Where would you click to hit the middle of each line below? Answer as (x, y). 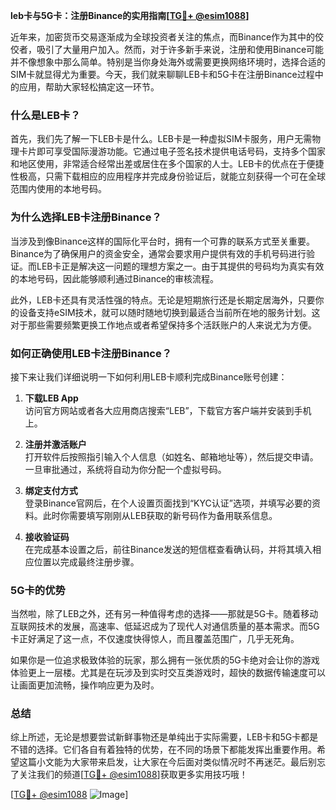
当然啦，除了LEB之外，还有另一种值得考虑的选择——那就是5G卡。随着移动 (164, 614)
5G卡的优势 (38, 590)
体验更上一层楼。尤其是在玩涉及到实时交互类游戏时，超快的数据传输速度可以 (168, 673)
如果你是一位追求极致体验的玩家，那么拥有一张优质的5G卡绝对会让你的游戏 (165, 660)
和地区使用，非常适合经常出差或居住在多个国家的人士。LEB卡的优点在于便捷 (167, 164)
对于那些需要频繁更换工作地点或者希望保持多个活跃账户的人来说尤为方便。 (163, 325)
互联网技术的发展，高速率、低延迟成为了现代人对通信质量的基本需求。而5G (165, 626)
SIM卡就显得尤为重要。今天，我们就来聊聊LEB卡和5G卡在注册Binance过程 (162, 74)
